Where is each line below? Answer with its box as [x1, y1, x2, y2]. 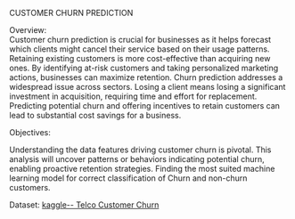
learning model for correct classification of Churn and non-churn [9, 173, 248, 183]
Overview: [9, 25, 47, 35]
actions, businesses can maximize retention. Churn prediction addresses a [9, 72, 283, 83]
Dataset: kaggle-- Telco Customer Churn [9, 199, 160, 210]
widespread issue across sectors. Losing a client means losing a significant [9, 82, 286, 92]
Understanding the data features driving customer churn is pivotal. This [9, 144, 272, 155]
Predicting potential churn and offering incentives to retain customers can [9, 101, 281, 110]
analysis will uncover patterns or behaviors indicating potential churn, [9, 154, 265, 164]
